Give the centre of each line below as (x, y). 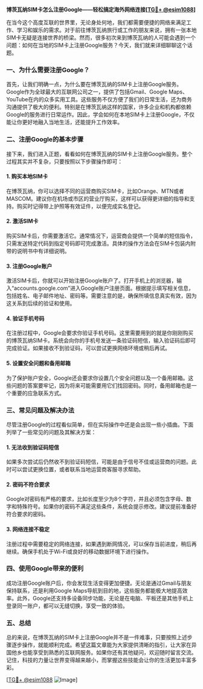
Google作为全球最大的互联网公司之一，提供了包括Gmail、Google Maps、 (97, 92)
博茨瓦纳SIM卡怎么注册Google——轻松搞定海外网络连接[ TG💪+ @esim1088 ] (101, 9)
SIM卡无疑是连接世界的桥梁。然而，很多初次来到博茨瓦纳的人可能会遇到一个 (101, 38)
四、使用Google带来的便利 (45, 568)
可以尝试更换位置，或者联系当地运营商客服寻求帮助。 (77, 469)
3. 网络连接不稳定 (28, 529)
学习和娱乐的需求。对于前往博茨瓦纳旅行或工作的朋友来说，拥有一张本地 (107, 30)
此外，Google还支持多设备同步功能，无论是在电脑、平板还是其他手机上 (105, 598)
